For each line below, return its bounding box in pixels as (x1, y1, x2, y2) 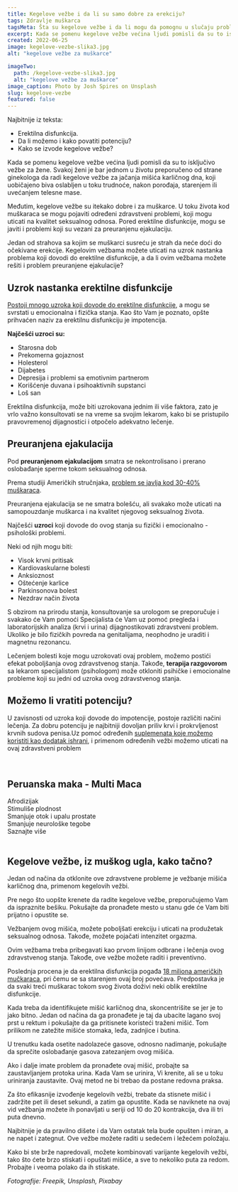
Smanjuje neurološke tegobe (7, 820, 91, 828)
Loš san (17, 388, 41, 397)
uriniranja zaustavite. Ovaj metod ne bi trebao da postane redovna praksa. (7, 1076, 224, 1085)
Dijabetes (17, 365, 46, 374)
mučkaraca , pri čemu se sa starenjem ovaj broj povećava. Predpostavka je (7, 974, 225, 983)
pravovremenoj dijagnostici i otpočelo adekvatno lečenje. (7, 417, 174, 426)
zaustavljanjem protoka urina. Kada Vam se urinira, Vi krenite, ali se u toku (7, 1069, 223, 1078)
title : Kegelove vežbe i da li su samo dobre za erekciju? (7, 10, 186, 18)
